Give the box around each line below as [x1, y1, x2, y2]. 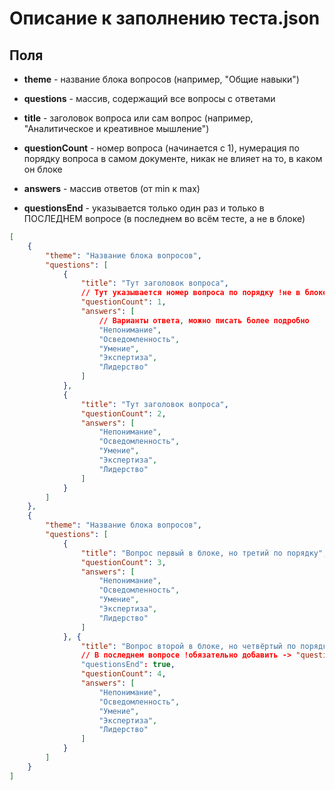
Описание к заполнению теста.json [9, 7, 321, 30]
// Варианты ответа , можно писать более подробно [98, 315, 310, 326]
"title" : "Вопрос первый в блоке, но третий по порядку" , [80, 548, 328, 558]
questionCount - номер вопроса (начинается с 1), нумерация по [23, 142, 300, 154]
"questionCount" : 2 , [80, 408, 167, 419]
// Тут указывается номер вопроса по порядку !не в [80, 288, 301, 298]
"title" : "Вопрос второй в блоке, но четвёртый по [80, 641, 297, 651]
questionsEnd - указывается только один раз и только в [23, 202, 265, 214]
